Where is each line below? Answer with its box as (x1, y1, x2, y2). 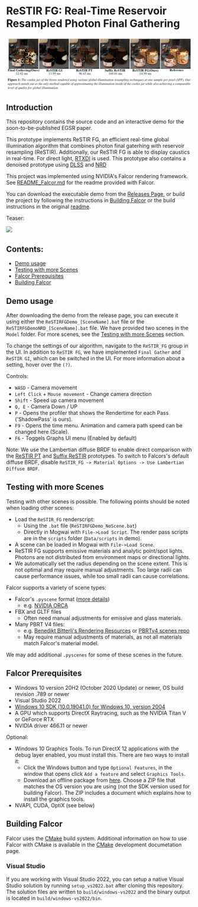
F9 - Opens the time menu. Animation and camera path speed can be (14, 422, 183, 429)
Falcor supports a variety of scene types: (6, 583, 106, 591)
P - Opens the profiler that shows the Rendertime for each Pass (14, 410, 169, 417)
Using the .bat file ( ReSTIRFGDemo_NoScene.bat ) (23, 522, 137, 529)
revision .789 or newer (14, 690, 70, 697)
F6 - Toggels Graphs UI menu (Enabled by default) (14, 435, 137, 442)
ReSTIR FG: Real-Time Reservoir (6, 4, 167, 18)
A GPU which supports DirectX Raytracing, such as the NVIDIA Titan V (14, 709, 186, 716)
